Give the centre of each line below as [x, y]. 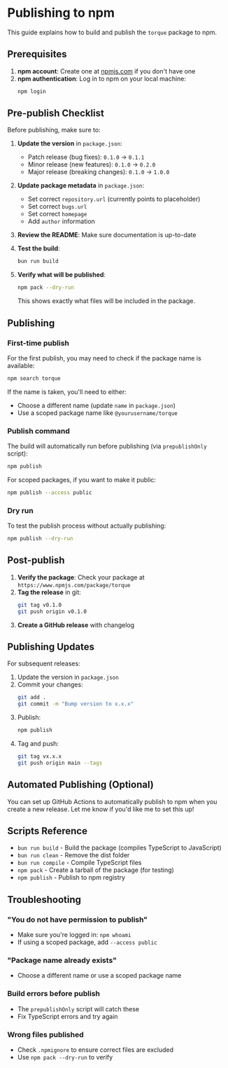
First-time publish [38, 343]
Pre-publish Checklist [56, 113]
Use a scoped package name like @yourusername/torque [98, 413]
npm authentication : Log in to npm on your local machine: [102, 78]
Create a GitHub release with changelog [76, 625]
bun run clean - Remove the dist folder [73, 855]
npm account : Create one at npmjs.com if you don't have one [106, 71]
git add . [32, 698]
